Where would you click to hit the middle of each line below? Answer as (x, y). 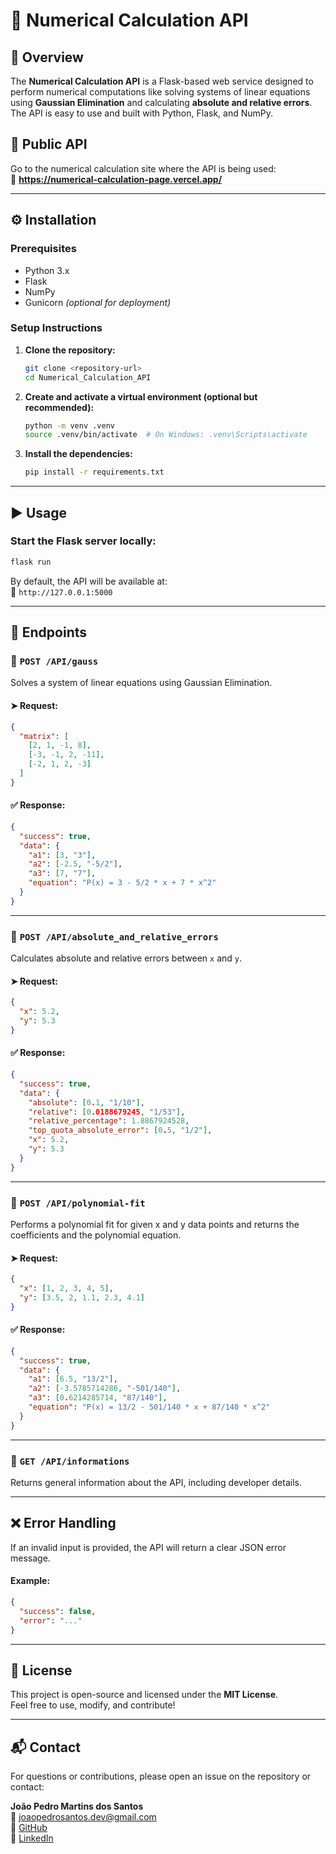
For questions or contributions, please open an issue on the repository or (161, 1776)
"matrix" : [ (44, 736)
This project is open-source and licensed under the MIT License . (144, 1695)
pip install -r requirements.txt (94, 472)
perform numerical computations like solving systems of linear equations (160, 92)
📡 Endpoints (49, 632)
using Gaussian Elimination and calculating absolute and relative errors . (161, 102)
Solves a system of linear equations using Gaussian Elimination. (141, 683)
